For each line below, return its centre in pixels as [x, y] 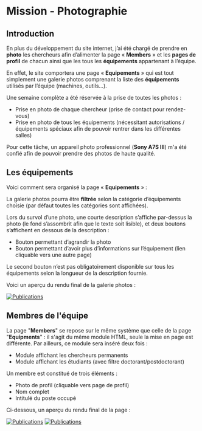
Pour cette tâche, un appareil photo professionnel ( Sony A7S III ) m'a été [96, 147]
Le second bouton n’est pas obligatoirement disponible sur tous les [90, 266]
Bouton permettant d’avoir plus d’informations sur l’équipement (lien [100, 248]
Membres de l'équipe [47, 316]
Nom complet [32, 391]
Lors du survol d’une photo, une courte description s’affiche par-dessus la [99, 217]
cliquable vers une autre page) [54, 255]
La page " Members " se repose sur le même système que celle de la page [99, 330]
